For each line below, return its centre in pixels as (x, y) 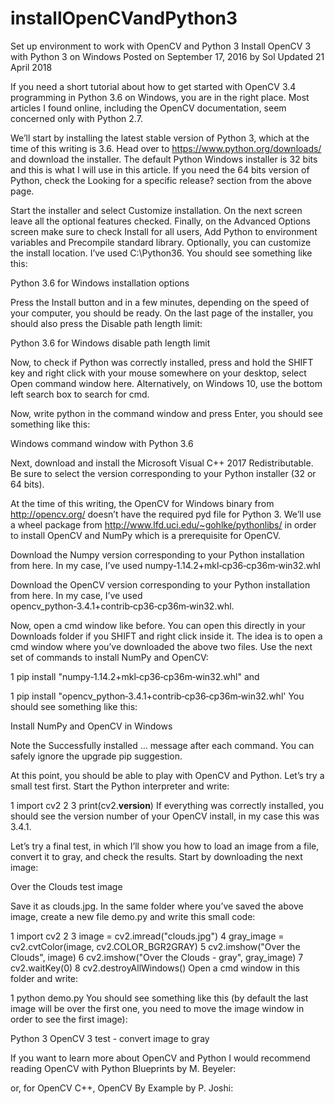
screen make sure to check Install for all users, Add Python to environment (164, 231)
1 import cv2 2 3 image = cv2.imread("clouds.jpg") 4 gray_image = (147, 936)
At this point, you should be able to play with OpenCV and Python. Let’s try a (167, 775)
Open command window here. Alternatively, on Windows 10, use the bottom (166, 383)
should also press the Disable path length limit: (106, 323)
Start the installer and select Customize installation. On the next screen (156, 210)
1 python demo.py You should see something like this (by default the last (159, 998)
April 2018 (31, 67)
